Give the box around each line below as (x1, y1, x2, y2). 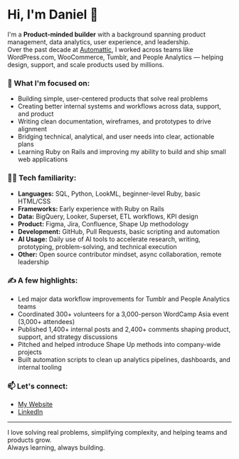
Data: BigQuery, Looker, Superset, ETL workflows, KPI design (17, 212, 198, 221)
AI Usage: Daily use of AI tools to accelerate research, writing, (17, 235, 201, 243)
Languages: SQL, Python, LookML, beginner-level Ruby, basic (17, 189, 201, 198)
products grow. (7, 435, 52, 445)
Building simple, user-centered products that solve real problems (17, 94, 208, 103)
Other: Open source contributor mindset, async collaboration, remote (17, 250, 222, 258)
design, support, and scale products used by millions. (7, 60, 165, 69)
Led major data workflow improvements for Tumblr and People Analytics (17, 294, 230, 303)
